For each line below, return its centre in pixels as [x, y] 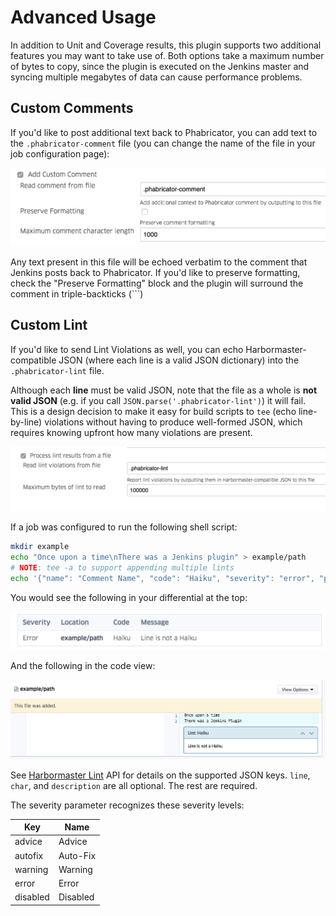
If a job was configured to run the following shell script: [124, 527]
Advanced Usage [83, 17]
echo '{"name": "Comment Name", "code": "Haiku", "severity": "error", [162, 578]
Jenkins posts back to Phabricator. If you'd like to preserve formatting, [155, 272]
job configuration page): [60, 153]
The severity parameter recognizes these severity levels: [127, 805]
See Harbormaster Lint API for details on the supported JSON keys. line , [160, 775]
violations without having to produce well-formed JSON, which [173, 422]
